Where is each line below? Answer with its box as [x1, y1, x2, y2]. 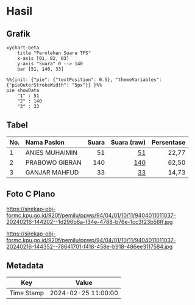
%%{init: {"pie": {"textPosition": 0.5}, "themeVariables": [6, 77, 163, 83]
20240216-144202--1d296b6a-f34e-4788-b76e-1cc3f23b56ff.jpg [6, 218, 173, 225]
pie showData [6, 87, 40, 93]
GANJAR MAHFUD [25, 168, 79, 176]
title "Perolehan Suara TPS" [17, 50, 91, 56]
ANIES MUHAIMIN [25, 148, 78, 157]
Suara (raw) [110, 138, 146, 146]
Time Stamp [9, 289, 44, 297]
